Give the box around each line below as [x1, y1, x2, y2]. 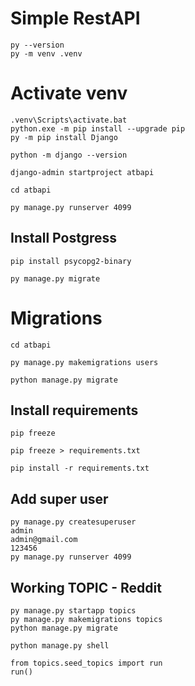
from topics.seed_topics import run [10, 658, 163, 669]
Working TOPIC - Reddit [10, 579, 162, 596]
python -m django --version [10, 150, 128, 160]
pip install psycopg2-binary [10, 256, 132, 266]
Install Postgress [10, 230, 117, 247]
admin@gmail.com [10, 535, 78, 545]
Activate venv [10, 82, 128, 105]
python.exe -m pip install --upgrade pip [10, 123, 186, 134]
